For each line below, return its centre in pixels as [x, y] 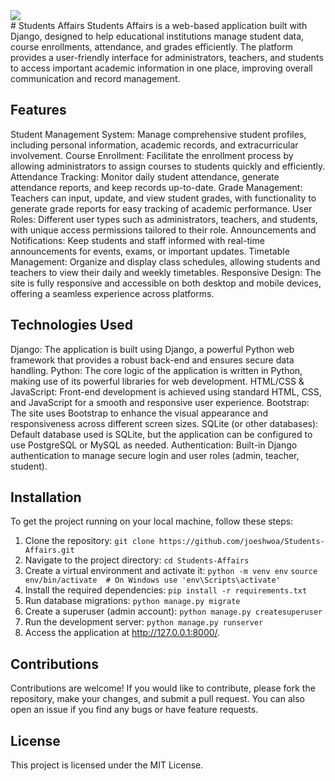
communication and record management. [95, 78]
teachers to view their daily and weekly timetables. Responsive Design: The [166, 272]
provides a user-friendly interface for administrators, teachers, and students [167, 57]
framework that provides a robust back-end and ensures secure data [152, 360]
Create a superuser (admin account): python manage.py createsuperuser [173, 611]
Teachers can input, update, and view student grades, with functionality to [163, 198]
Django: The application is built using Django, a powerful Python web [152, 349]
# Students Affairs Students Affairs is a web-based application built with [159, 25]
